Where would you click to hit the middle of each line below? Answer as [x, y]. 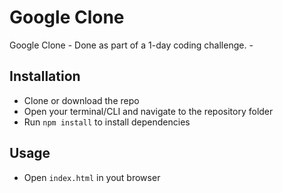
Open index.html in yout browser [92, 177]
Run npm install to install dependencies [107, 122]
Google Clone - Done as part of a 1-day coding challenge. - [131, 45]
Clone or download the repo [81, 100]
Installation [45, 76]
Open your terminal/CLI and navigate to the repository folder [148, 111]
